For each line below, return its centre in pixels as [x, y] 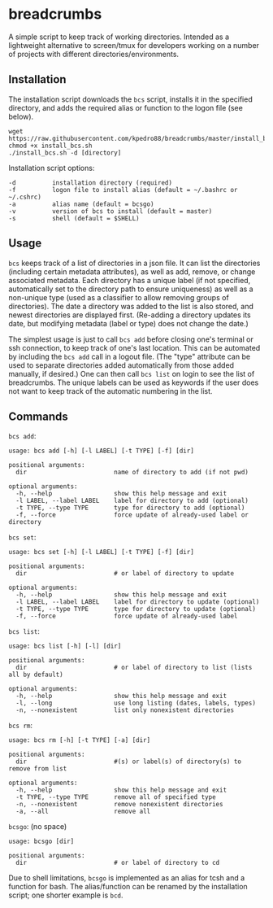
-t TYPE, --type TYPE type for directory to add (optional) [130, 508]
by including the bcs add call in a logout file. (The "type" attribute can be [129, 356]
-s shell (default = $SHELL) [74, 218]
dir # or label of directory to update [125, 574]
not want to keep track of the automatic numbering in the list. [110, 391]
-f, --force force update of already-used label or [132, 515]
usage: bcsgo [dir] [41, 842]
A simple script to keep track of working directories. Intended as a [119, 37]
